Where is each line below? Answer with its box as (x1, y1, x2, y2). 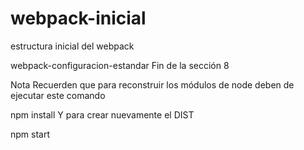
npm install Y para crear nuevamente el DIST (10, 108, 195, 121)
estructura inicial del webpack (10, 40, 135, 52)
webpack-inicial (10, 7, 147, 30)
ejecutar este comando (10, 89, 106, 101)
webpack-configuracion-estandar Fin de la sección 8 (10, 59, 230, 71)
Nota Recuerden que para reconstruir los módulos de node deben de (10, 78, 295, 91)
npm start (10, 128, 51, 140)
